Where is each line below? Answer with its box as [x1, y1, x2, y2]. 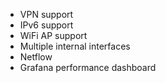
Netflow [19, 51, 53, 63]
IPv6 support [19, 19, 74, 31]
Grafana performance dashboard [19, 62, 157, 73]
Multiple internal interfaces [19, 40, 131, 52]
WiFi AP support [19, 30, 88, 41]
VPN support [19, 9, 74, 20]
